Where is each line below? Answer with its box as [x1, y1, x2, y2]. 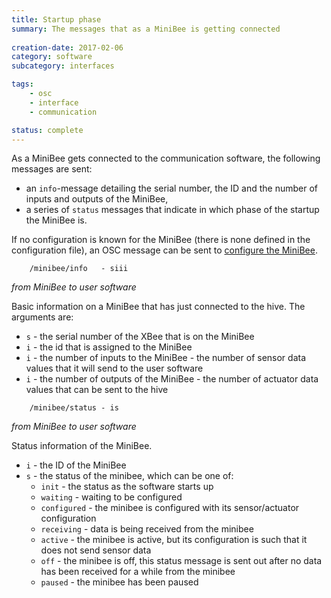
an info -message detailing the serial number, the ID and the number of [25, 182, 319, 195]
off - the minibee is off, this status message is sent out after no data [40, 555, 323, 567]
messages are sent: [11, 163, 93, 175]
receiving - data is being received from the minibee [40, 523, 254, 535]
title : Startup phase [11, 14, 102, 25]
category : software [11, 52, 93, 62]
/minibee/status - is [29, 403, 119, 413]
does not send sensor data [40, 544, 152, 556]
